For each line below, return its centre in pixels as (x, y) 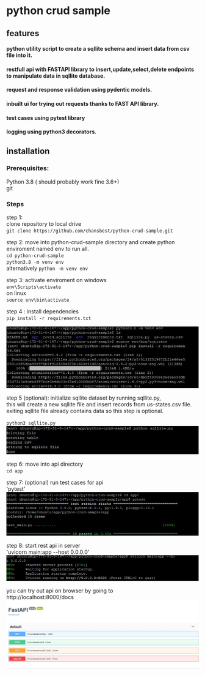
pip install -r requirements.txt (49, 319)
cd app (15, 471)
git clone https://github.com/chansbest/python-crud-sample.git (90, 231)
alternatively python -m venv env (47, 268)
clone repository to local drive (44, 224)
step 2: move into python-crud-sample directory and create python (91, 242)
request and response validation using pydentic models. (79, 90)
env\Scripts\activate (34, 287)
